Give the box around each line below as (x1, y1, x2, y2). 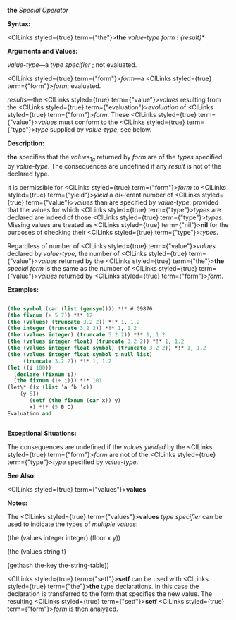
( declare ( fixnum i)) (13, 370, 77, 378)
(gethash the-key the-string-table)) (7, 561, 109, 569)
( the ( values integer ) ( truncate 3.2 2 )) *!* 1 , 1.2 (7, 332, 166, 339)
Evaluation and (7, 410, 52, 417)
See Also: (7, 471, 37, 480)
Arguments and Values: (7, 47, 78, 55)
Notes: (7, 499, 28, 507)
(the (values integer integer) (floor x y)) (7, 533, 121, 542)
